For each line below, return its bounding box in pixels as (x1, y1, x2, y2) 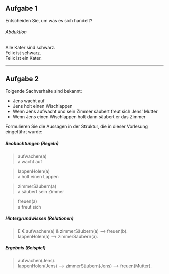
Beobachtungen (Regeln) (5, 141, 59, 147)
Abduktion (5, 29, 27, 35)
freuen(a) (17, 198, 37, 204)
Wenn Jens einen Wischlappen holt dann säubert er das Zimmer (12, 113, 146, 120)
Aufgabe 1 (5, 4, 38, 13)
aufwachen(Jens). (17, 257, 56, 263)
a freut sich (17, 203, 41, 210)
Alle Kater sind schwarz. (5, 45, 56, 51)
